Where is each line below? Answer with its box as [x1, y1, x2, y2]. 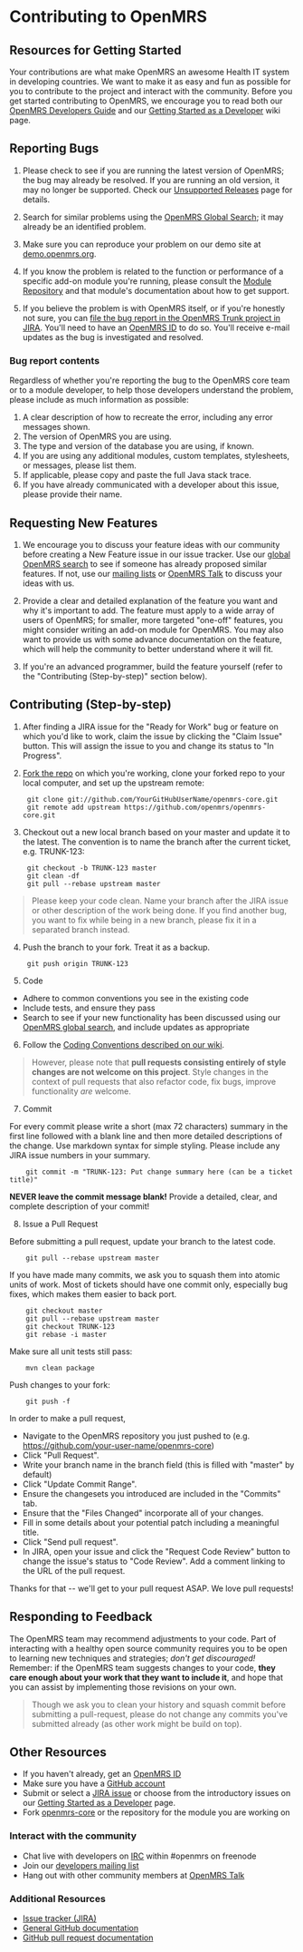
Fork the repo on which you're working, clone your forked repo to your [22, 767, 286, 778]
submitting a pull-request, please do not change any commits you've [31, 1708, 288, 1720]
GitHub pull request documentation [22, 1932, 154, 1943]
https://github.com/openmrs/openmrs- [123, 803, 267, 812]
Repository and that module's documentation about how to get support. [22, 285, 289, 296]
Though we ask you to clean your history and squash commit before [31, 1699, 287, 1710]
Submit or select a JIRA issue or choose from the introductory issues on [22, 1788, 291, 1799]
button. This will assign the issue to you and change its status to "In [22, 740, 274, 751]
